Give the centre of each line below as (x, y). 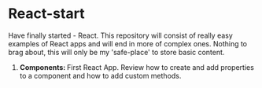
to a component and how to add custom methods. (100, 75)
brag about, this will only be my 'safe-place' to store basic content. (116, 52)
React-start (46, 14)
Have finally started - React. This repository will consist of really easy (121, 35)
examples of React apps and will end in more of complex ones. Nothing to (128, 43)
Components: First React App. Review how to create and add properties (137, 67)
